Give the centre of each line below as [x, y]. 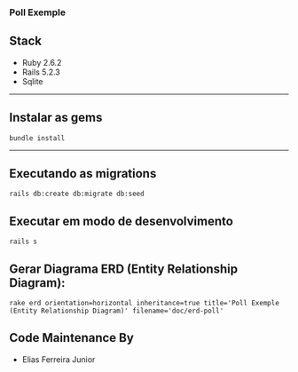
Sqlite [32, 81]
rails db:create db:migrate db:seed [77, 194]
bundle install [37, 138]
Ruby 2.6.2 [42, 62]
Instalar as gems [56, 118]
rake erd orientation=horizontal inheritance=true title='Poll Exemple [144, 303]
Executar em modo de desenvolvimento [121, 221]
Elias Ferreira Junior [59, 359]
